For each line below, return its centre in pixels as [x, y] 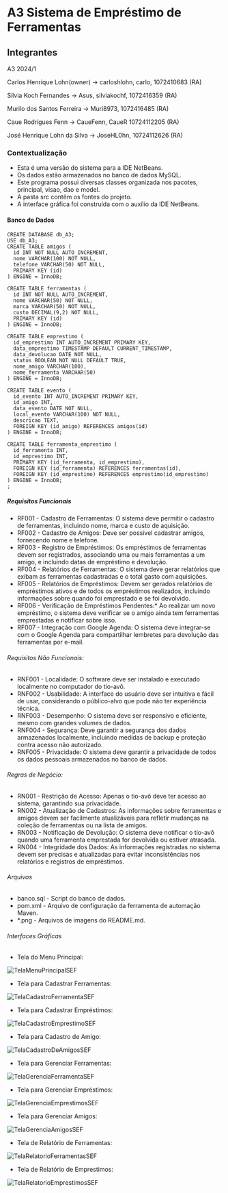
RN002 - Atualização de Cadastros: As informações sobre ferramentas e [119, 810]
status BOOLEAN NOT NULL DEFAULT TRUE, [70, 360]
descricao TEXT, [36, 420]
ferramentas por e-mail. [50, 642]
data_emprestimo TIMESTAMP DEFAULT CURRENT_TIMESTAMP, [93, 348]
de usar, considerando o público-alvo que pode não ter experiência [112, 701]
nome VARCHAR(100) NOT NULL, [55, 258]
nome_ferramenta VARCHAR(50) [55, 372]
